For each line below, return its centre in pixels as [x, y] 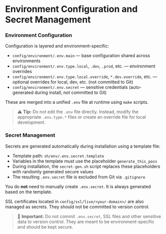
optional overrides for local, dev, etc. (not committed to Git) [73, 82]
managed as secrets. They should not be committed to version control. [77, 207]
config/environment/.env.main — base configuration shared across [81, 56]
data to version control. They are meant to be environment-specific [86, 222]
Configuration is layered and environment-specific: [57, 46]
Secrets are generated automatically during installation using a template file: [83, 146]
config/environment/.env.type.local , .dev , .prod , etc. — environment [84, 66]
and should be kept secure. [45, 227]
